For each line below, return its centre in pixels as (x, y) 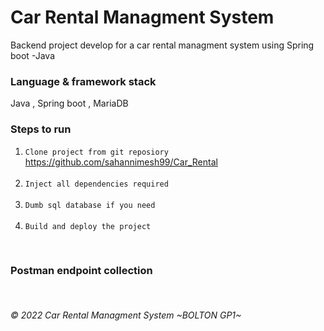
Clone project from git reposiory (96, 152)
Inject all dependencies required (96, 184)
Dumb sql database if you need (90, 205)
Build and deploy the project (88, 226)
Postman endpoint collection (81, 271)
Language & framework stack (83, 81)
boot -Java (32, 55)
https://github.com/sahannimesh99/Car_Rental (121, 162)
